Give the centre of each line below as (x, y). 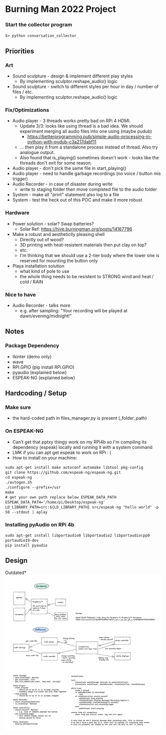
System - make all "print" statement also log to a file (66, 195)
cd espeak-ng (19, 477)
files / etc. (23, 92)
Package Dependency (32, 346)
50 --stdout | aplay (27, 512)
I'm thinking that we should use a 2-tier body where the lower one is (89, 255)
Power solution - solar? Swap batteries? (53, 223)
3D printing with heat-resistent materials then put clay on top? (83, 245)
